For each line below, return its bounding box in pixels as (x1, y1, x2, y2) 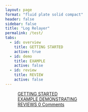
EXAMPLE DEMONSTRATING (17, 96, 78, 102)
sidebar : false (5, 21, 37, 26)
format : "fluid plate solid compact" (5, 12, 84, 17)
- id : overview (9, 40, 41, 45)
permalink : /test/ (5, 30, 43, 35)
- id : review (9, 68, 37, 73)
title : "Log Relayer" (5, 26, 50, 31)
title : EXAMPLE (14, 58, 46, 63)
